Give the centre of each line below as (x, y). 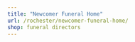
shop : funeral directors (44, 27)
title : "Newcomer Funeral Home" (55, 14)
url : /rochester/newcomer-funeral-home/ (68, 21)
